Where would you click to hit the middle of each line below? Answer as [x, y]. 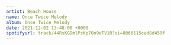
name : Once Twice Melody [37, 17]
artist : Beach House [32, 11]
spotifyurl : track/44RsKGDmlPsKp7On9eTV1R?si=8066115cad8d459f [86, 33]
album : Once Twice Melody [38, 22]
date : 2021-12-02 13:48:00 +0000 [47, 28]
